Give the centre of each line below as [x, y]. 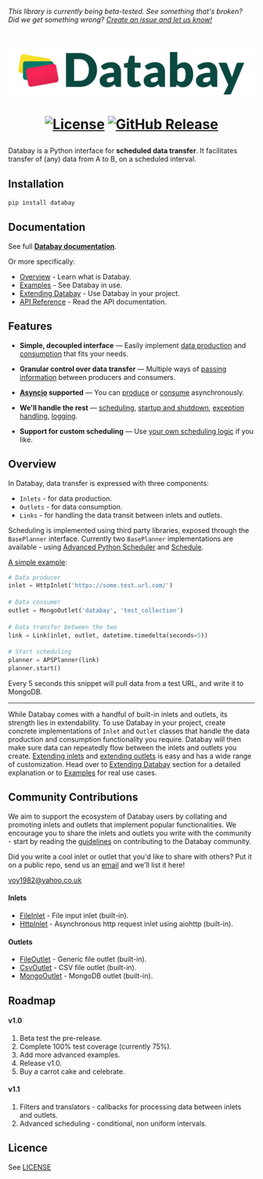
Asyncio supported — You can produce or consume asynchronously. [132, 392]
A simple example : [38, 562]
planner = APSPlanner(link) [54, 660]
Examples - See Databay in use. [71, 285]
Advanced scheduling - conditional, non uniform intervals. [113, 1124]
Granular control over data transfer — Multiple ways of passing [123, 369]
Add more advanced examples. [70, 1054]
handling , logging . [49, 416]
